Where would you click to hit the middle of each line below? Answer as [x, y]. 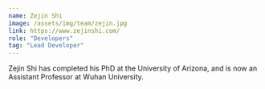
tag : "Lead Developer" [46, 46]
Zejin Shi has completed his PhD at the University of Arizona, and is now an [133, 68]
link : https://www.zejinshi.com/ [64, 30]
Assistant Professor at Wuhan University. [76, 77]
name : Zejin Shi [35, 16]
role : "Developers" [41, 38]
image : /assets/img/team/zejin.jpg [68, 23]
